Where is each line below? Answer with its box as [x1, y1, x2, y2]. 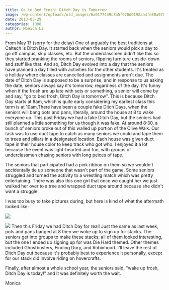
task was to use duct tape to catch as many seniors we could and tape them [5, 131, 163, 137]
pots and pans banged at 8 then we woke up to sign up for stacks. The [5, 229, 152, 235]
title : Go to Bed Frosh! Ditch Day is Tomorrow [5, 7, 107, 13]
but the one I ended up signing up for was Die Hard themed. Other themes [5, 239, 159, 245]
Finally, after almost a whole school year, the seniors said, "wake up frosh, [5, 265, 159, 271]
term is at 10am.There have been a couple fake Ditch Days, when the [5, 104, 148, 110]
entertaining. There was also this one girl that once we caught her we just [5, 178, 157, 184]
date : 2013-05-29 [5, 17, 42, 22]
